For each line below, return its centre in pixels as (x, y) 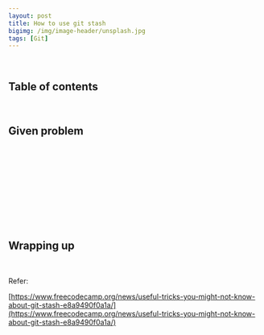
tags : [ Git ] (28, 38)
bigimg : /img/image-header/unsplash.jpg (77, 31)
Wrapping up (41, 246)
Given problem (46, 131)
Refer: (19, 281)
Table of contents (53, 87)
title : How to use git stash (57, 23)
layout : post (30, 16)
